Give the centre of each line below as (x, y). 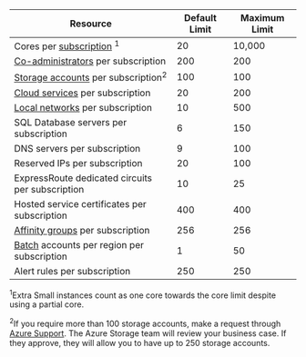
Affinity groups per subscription (82, 230)
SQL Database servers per (71, 122)
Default (200, 18)
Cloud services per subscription (82, 93)
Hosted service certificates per (81, 203)
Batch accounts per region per (79, 244)
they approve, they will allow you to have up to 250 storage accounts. (140, 342)
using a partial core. (47, 304)
